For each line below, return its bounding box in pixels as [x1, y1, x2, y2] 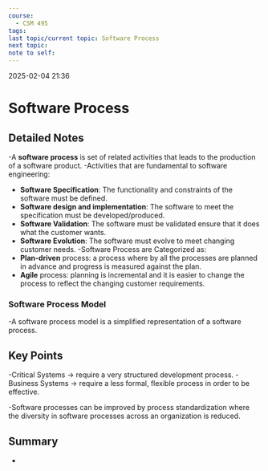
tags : [8, 26, 26, 35]
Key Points [8, 348, 63, 362]
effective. [8, 387, 40, 397]
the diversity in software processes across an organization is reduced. [8, 411, 241, 421]
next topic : [8, 42, 48, 50]
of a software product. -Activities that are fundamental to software [8, 161, 228, 170]
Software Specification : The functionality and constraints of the [19, 185, 233, 194]
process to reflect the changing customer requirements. [19, 278, 205, 288]
